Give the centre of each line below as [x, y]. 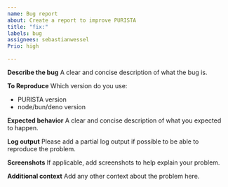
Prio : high [23, 46]
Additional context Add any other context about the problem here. [103, 176]
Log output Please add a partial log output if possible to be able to [103, 141]
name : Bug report [33, 14]
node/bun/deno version [52, 107]
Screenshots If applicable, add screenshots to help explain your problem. [114, 162]
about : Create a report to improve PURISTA [72, 20]
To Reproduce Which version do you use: [67, 86]
